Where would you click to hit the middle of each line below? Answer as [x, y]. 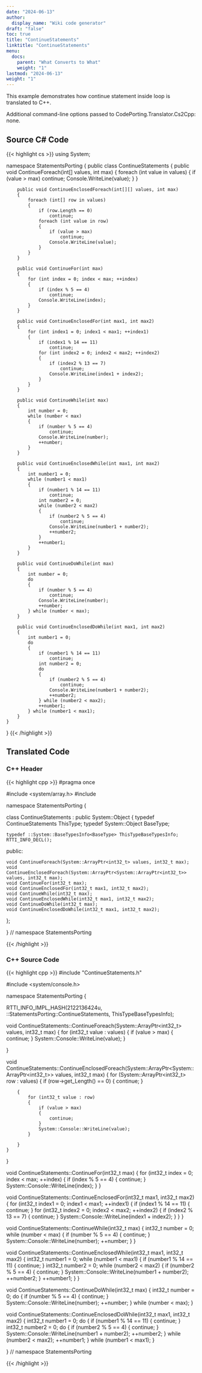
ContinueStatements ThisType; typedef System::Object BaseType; [88, 823]
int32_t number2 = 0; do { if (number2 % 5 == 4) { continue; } [83, 1327]
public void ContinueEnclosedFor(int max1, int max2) [86, 321]
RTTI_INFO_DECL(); [29, 840]
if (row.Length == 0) [66, 210]
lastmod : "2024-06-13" [35, 73]
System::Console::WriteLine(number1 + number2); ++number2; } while [93, 1333]
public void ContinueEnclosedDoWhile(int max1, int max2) [91, 627]
